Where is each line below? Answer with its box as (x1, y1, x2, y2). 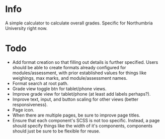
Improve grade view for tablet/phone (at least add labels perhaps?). (12, 91, 151, 97)
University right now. (5, 25, 48, 31)
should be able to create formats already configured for (12, 64, 126, 70)
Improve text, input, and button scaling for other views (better (12, 96, 139, 102)
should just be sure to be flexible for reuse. (12, 128, 100, 134)
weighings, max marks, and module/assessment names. (12, 75, 128, 81)
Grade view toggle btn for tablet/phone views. (12, 86, 107, 92)
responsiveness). (12, 101, 48, 108)
